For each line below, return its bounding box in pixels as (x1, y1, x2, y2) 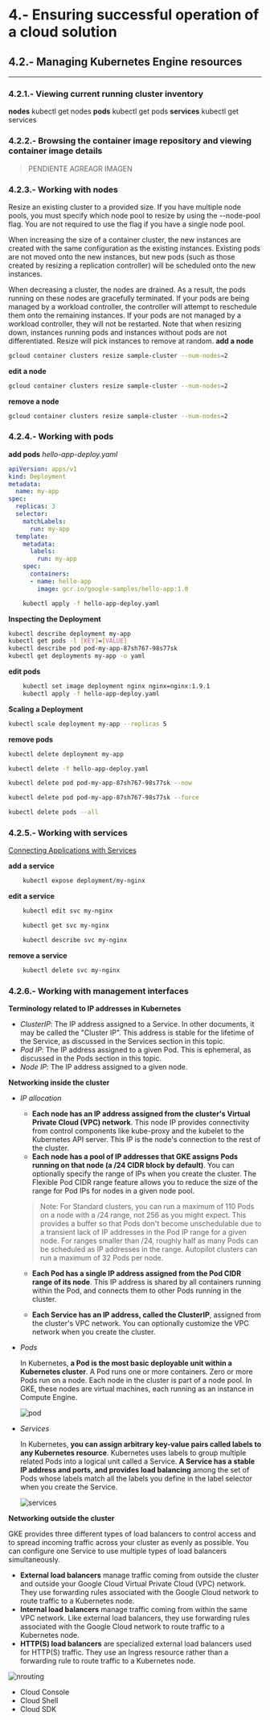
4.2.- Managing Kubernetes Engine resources (8, 55, 243, 69)
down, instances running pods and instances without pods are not (8, 327, 227, 337)
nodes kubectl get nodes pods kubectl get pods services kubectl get (8, 106, 239, 116)
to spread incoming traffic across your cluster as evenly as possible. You (8, 1538, 249, 1548)
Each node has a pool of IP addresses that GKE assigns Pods (31, 1152, 239, 1161)
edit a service (8, 891, 55, 901)
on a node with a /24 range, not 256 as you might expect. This (39, 1211, 247, 1220)
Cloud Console (19, 1687, 70, 1697)
